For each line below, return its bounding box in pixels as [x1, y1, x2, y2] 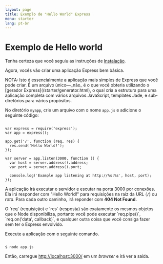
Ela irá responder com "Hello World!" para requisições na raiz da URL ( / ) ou [5, 191, 157, 197]
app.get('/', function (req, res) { [5, 139, 80, 144]
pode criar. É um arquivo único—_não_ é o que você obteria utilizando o [5, 82, 150, 88]
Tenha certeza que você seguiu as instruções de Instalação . [5, 58, 126, 64]
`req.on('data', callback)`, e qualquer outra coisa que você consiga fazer [5, 216, 150, 222]
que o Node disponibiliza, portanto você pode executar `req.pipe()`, [5, 211, 141, 217]
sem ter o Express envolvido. [5, 221, 63, 227]
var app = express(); [5, 131, 49, 135]
